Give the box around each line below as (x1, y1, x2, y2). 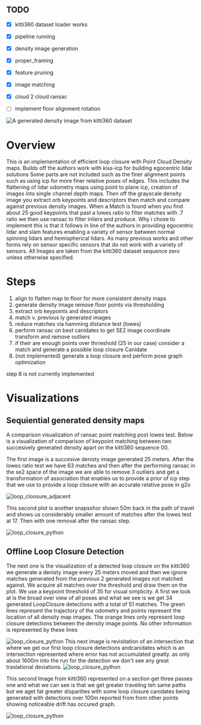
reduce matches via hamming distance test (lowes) (14, 320, 142, 328)
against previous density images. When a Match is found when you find (6, 203, 183, 210)
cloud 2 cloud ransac (14, 93, 68, 100)
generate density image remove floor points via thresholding (14, 301, 164, 308)
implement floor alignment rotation (14, 105, 101, 112)
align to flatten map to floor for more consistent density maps (14, 295, 167, 302)
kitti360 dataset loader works (14, 20, 88, 28)
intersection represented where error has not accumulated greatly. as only (6, 650, 190, 658)
